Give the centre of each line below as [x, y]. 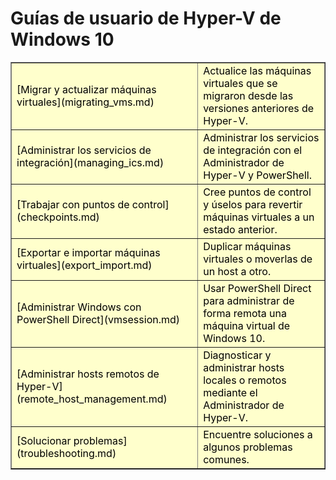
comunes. [226, 459]
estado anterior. [240, 229]
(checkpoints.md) [58, 217]
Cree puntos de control [257, 192]
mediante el [230, 392]
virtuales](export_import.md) [84, 265]
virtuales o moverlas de [258, 259]
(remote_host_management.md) [92, 399]
